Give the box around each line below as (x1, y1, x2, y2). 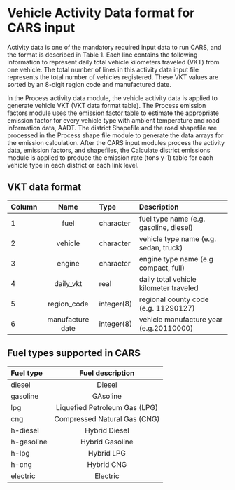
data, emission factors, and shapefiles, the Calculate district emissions (7, 146, 211, 154)
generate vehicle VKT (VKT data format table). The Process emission (7, 101, 206, 109)
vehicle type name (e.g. (138, 233, 217, 243)
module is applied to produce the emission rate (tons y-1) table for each (7, 153, 213, 162)
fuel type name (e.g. (138, 214, 206, 224)
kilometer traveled (138, 283, 199, 292)
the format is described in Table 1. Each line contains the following (7, 50, 198, 59)
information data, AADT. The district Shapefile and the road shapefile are (7, 123, 218, 132)
